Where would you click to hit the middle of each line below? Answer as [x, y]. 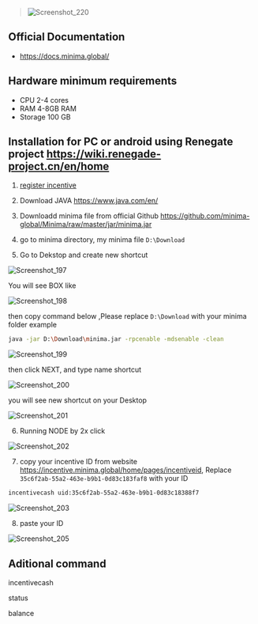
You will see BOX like [42, 286]
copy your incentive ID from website [79, 462]
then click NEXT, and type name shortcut [75, 370]
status [19, 598]
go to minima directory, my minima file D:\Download [102, 240]
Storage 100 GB [45, 117]
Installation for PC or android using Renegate [121, 142]
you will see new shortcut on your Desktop [78, 400]
